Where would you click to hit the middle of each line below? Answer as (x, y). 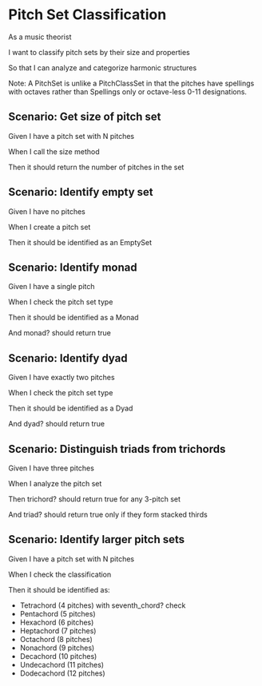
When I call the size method (54, 151)
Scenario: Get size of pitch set (85, 117)
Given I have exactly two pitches (62, 378)
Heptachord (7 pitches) (58, 630)
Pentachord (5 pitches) (58, 613)
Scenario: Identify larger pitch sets (97, 539)
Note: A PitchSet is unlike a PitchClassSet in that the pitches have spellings (131, 83)
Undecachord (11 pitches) (62, 664)
